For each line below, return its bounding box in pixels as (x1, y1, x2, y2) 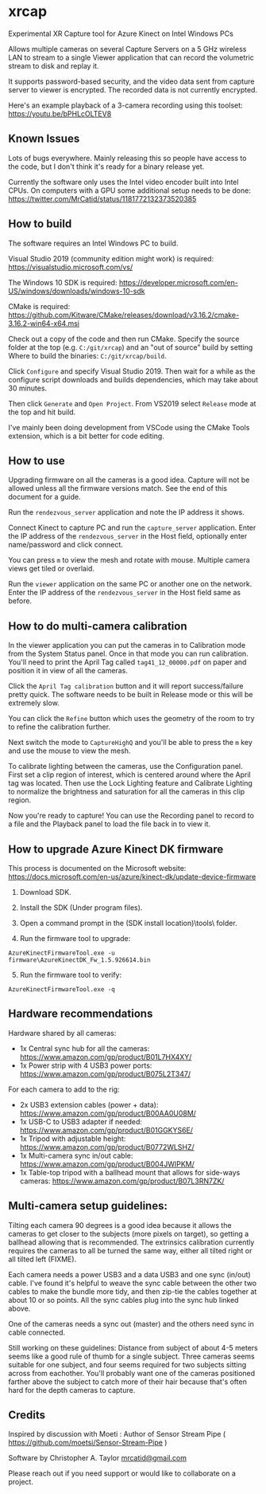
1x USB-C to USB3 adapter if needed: (19, 1116, 143, 1126)
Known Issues (8, 132, 80, 146)
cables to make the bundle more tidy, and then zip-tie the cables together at (8, 1286, 257, 1296)
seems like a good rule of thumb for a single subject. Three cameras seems (8, 1351, 256, 1361)
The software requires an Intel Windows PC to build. (8, 238, 179, 248)
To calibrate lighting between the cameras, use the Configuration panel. (8, 762, 244, 771)
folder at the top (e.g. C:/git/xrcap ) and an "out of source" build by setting (8, 342, 253, 352)
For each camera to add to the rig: (8, 1084, 121, 1094)
